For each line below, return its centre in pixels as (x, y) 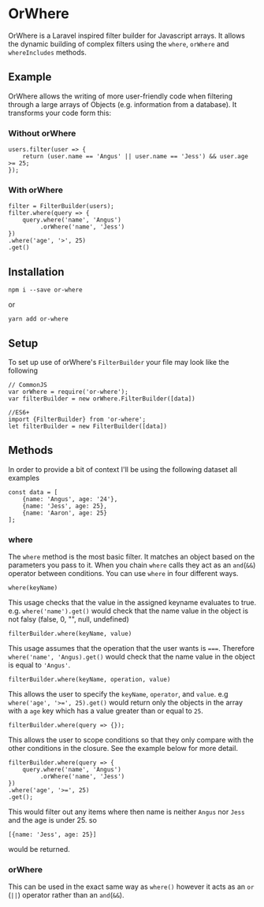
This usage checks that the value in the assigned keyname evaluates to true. (132, 603)
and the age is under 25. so (52, 820)
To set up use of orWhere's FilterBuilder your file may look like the (119, 362)
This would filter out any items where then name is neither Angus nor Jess (127, 812)
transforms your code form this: (60, 113)
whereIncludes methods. (47, 52)
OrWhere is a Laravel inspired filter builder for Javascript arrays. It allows (127, 35)
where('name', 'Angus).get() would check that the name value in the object (132, 657)
